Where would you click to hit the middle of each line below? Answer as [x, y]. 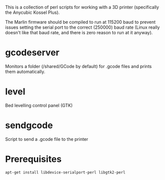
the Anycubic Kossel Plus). [33, 12]
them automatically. [25, 71]
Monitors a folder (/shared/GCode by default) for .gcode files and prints [79, 66]
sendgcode [29, 125]
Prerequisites [34, 159]
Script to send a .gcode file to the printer [47, 139]
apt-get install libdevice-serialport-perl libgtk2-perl [65, 172]
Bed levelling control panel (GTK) [39, 105]
